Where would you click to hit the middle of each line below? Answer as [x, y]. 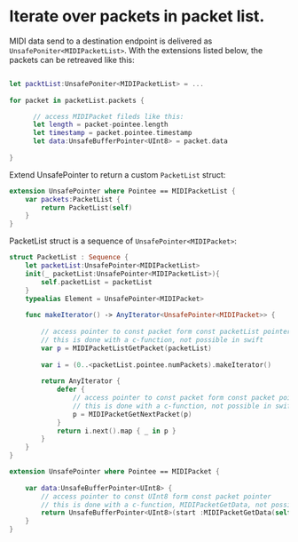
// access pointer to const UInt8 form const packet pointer [157, 496]
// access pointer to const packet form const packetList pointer [166, 332]
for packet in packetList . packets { [77, 100]
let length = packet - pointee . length [100, 125]
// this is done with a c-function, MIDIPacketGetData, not [154, 505]
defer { [71, 390]
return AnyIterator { [81, 381]
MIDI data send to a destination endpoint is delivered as [111, 41]
